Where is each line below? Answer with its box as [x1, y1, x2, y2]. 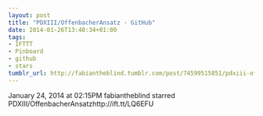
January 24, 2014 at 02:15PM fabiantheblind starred [8, 90, 176, 100]
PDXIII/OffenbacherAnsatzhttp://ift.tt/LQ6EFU [8, 99, 154, 108]
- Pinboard [8, 47, 44, 55]
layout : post [8, 11, 51, 19]
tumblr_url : [8, 69, 47, 77]
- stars [8, 62, 34, 70]
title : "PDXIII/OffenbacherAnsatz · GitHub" [8, 19, 156, 26]
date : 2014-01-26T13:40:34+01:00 [8, 26, 117, 33]
